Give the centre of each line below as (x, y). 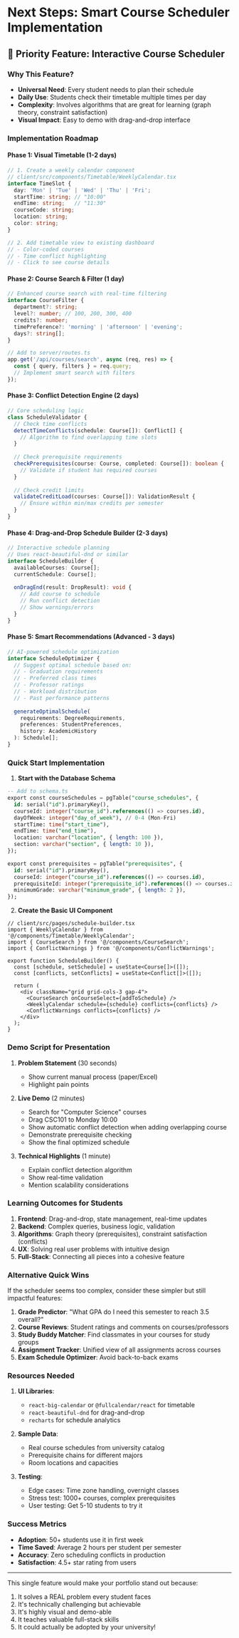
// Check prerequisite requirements (68, 457)
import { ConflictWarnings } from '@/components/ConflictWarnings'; (111, 949)
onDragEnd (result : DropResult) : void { (73, 588)
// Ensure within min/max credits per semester (92, 504)
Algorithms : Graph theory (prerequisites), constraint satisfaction (112, 1233)
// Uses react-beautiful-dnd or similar (68, 554)
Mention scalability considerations (79, 1185)
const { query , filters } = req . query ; (73, 366)
